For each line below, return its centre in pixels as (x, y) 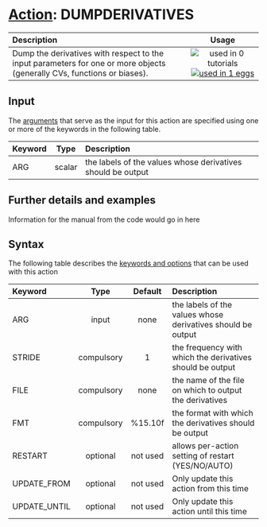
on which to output (207, 390)
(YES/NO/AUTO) (203, 466)
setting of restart (203, 456)
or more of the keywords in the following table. (85, 129)
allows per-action (205, 446)
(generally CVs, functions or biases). (80, 73)
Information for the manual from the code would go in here (104, 219)
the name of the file (208, 381)
